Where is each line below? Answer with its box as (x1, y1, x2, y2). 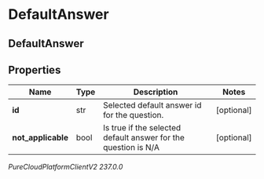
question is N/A (103, 142, 159, 153)
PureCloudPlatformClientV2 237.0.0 (8, 163, 123, 172)
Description (133, 86, 178, 97)
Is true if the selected (103, 122, 181, 133)
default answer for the (103, 132, 185, 143)
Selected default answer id (103, 100, 202, 111)
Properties (8, 63, 61, 76)
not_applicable (12, 132, 69, 143)
